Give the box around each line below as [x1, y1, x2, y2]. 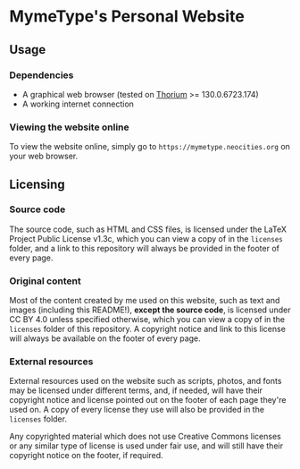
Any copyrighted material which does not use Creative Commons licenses [9, 431, 281, 442]
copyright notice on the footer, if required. [9, 450, 163, 461]
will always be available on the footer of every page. [9, 333, 201, 344]
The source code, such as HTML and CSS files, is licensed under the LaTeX [9, 224, 287, 234]
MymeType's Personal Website [9, 6, 246, 27]
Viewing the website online [9, 121, 129, 133]
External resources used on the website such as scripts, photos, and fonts [9, 376, 282, 387]
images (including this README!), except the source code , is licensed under [9, 304, 291, 315]
